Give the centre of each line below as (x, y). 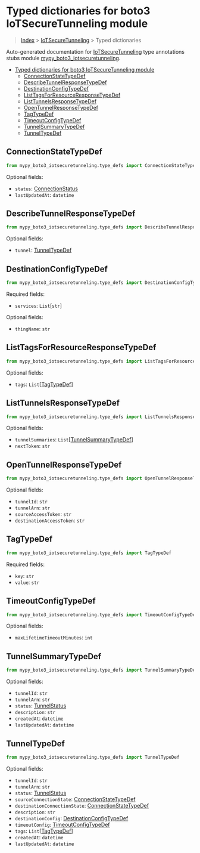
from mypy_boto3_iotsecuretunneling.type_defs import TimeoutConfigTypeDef (102, 615)
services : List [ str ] (38, 306)
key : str (24, 576)
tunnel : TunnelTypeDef (43, 250)
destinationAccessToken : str (50, 521)
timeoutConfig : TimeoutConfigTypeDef (62, 824)
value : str (27, 582)
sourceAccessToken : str (43, 514)
